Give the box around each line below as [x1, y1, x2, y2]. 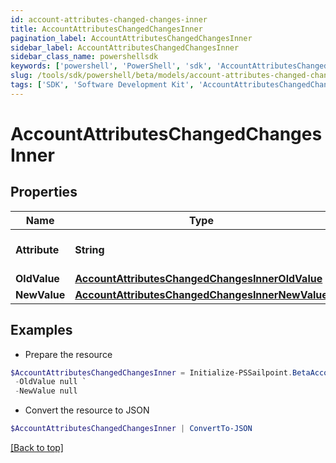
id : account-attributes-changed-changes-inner [10, 14, 208, 25]
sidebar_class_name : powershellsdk [10, 52, 159, 62]
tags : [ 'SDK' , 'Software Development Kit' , [10, 80, 195, 90]
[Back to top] [10, 442, 64, 454]
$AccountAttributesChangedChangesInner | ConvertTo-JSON [10, 424, 253, 434]
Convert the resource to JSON [24, 404, 150, 416]
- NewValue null [14, 386, 78, 396]
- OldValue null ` [14, 377, 87, 387]
